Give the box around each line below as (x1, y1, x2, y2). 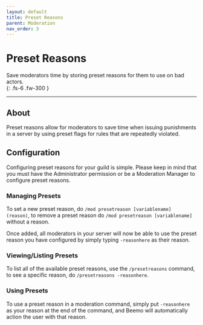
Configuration (6, 147, 60, 158)
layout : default (6, 8, 47, 15)
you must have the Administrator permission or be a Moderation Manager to (6, 170, 195, 177)
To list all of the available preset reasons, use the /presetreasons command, (6, 265, 195, 272)
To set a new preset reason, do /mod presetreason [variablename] (6, 205, 172, 213)
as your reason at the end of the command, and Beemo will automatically (6, 306, 188, 314)
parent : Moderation (6, 20, 56, 26)
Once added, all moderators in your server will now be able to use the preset (6, 230, 197, 237)
